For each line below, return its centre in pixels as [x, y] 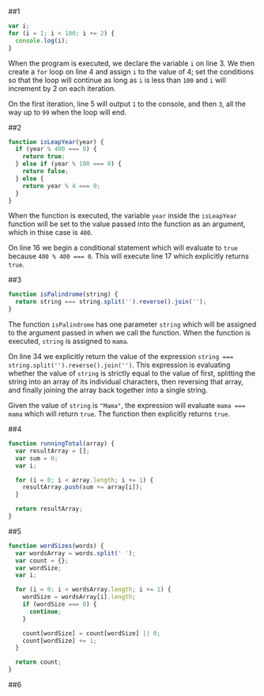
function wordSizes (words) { [56, 546]
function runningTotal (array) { [61, 444]
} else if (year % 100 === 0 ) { [69, 164]
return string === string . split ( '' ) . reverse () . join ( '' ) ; [111, 302]
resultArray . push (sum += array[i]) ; [83, 487]
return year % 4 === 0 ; [62, 186]
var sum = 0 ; [37, 458]
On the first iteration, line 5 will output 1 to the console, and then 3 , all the [127, 104]
